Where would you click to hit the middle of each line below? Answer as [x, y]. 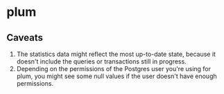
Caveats [25, 38]
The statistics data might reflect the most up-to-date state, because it [116, 54]
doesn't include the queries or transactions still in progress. [101, 62]
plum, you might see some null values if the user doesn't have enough [117, 76]
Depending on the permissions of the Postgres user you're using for [114, 69]
